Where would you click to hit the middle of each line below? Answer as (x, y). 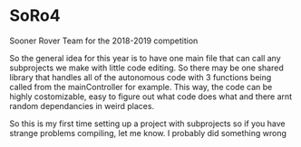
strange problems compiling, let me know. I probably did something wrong (148, 133)
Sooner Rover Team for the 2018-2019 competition (104, 41)
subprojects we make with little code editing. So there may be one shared (146, 68)
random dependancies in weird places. (82, 106)
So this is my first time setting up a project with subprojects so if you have (147, 124)
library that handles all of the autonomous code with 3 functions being (141, 77)
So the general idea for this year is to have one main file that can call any (145, 58)
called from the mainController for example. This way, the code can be (141, 87)
